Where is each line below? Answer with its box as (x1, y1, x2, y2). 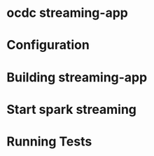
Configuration (6, 37, 90, 53)
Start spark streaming (6, 101, 137, 117)
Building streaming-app (6, 69, 148, 85)
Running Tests (6, 134, 92, 149)
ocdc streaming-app (6, 5, 129, 21)
